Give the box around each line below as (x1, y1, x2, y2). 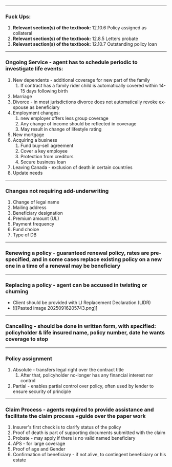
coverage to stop (5, 335, 49, 343)
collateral (12, 30, 32, 36)
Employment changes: (12, 109, 60, 116)
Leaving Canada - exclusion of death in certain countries (12, 164, 133, 170)
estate (12, 457, 27, 463)
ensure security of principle (12, 388, 71, 395)
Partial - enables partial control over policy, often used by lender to (12, 383, 154, 389)
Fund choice (12, 226, 39, 232)
